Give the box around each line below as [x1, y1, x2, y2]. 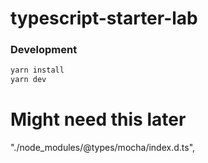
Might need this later [10, 108, 187, 131]
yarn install [10, 65, 65, 76]
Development [10, 43, 78, 57]
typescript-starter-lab [10, 7, 198, 30]
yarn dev [10, 75, 47, 85]
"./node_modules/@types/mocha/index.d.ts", [10, 142, 196, 154]
